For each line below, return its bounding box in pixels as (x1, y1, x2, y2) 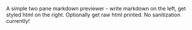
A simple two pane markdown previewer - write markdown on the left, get (6, 5, 186, 12)
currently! (6, 18, 30, 24)
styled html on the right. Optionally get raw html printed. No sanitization (6, 11, 181, 18)
